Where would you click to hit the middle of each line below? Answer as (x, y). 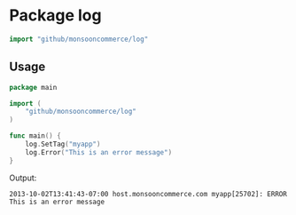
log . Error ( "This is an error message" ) (99, 152)
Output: (23, 178)
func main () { (35, 136)
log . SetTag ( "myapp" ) (63, 144)
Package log (55, 16)
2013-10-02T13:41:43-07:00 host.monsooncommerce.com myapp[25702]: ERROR (148, 194)
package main (33, 87)
